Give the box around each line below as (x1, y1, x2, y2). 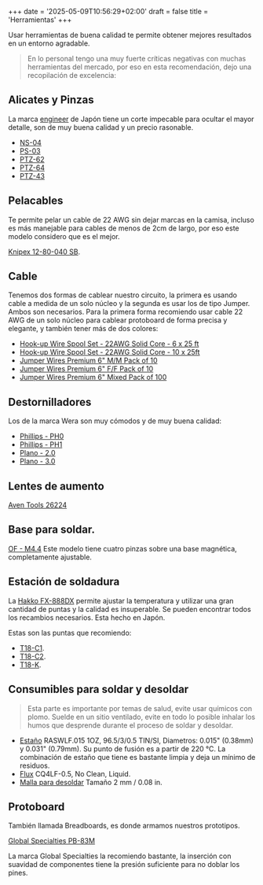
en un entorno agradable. (8, 39, 90, 48)
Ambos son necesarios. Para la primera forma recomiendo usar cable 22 (8, 307, 243, 317)
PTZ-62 (19, 154, 45, 164)
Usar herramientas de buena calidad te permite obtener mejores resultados (8, 31, 252, 39)
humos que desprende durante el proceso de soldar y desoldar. (27, 720, 234, 730)
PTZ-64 (19, 163, 46, 172)
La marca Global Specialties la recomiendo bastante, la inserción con (8, 851, 232, 861)
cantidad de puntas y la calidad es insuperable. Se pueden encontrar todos (8, 604, 251, 614)
